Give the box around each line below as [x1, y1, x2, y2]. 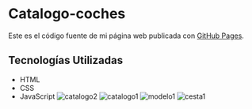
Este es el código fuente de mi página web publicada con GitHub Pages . [8, 31, 244, 40]
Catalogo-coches [8, 5, 126, 23]
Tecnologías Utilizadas [8, 54, 124, 67]
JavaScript [19, 92, 55, 101]
